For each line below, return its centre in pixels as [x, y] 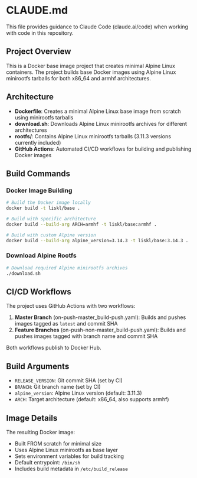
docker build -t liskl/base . [43, 208]
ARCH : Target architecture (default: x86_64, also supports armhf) [92, 399]
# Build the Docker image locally [49, 203]
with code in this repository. [40, 32]
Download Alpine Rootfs [41, 256]
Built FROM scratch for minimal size [58, 443]
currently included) [38, 142]
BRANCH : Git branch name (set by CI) [58, 387]
